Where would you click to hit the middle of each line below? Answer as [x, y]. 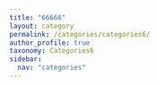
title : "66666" [38, 17]
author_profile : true [50, 43]
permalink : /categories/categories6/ [80, 34]
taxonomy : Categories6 [52, 51]
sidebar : [26, 59]
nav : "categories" [52, 68]
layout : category [42, 26]
